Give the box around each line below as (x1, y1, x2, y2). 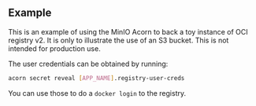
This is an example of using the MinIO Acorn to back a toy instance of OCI (8, 27, 248, 36)
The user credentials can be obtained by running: (8, 59, 169, 68)
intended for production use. (8, 43, 101, 53)
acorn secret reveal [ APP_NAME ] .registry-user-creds (8, 74, 185, 82)
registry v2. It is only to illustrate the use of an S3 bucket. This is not (8, 35, 229, 45)
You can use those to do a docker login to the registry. (8, 88, 187, 97)
